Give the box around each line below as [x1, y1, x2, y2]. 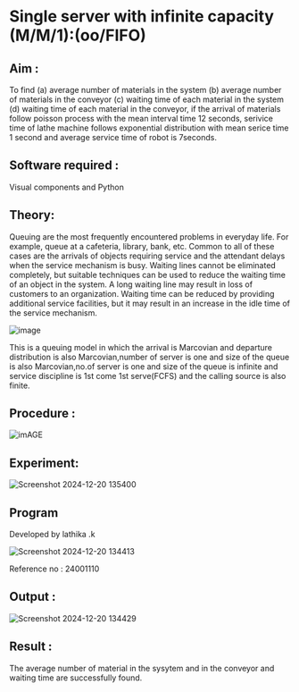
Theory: [9, 207, 55, 223]
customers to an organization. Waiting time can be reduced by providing [9, 288, 275, 299]
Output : [9, 589, 56, 604]
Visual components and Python [9, 181, 125, 192]
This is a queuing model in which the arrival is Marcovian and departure [9, 342, 272, 352]
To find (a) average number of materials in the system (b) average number [9, 85, 282, 95]
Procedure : [9, 406, 76, 421]
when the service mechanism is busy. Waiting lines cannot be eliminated [9, 259, 277, 270]
